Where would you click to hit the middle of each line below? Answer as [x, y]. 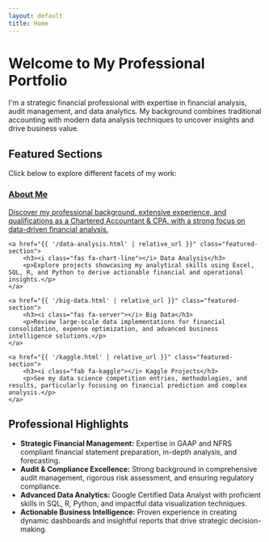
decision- [246, 521]
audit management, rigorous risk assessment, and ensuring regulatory [137, 478]
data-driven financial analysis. [59, 229]
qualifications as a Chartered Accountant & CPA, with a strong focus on [127, 221]
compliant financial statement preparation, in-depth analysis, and [128, 452]
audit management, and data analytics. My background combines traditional [135, 111]
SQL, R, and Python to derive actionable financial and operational [126, 272]
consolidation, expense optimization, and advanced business [113, 329]
